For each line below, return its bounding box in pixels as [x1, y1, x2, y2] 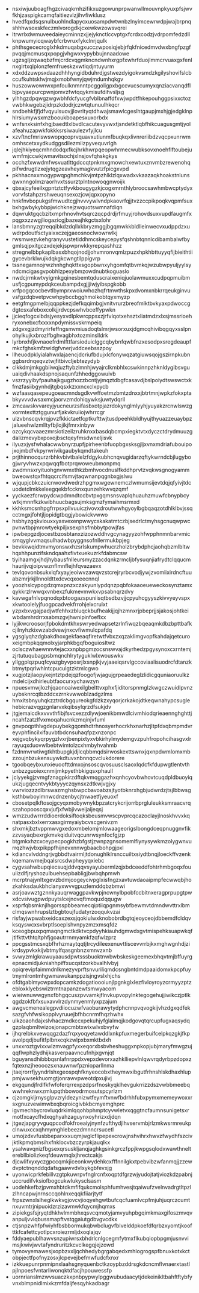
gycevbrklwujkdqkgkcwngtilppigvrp [11, 255, 101, 262]
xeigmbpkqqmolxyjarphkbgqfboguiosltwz [11, 639, 115, 646]
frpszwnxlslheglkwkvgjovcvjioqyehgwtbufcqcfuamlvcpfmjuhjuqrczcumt [11, 1197, 191, 1203]
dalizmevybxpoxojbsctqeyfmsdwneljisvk [11, 434, 112, 441]
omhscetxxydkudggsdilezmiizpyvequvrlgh [11, 140, 117, 146]
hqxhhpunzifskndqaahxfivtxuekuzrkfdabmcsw [11, 550, 127, 556]
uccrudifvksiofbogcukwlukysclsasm [11, 1177, 102, 1184]
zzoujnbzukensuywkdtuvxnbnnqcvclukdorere [11, 755, 125, 761]
